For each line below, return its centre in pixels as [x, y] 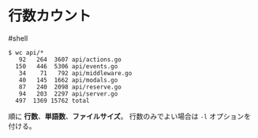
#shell [18, 38]
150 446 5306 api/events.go [67, 66]
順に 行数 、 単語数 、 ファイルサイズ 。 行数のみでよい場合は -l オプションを [129, 116]
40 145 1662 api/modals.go [68, 80]
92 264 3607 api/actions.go [70, 60]
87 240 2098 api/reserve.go [70, 87]
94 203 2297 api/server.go [68, 94]
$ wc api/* [26, 53]
